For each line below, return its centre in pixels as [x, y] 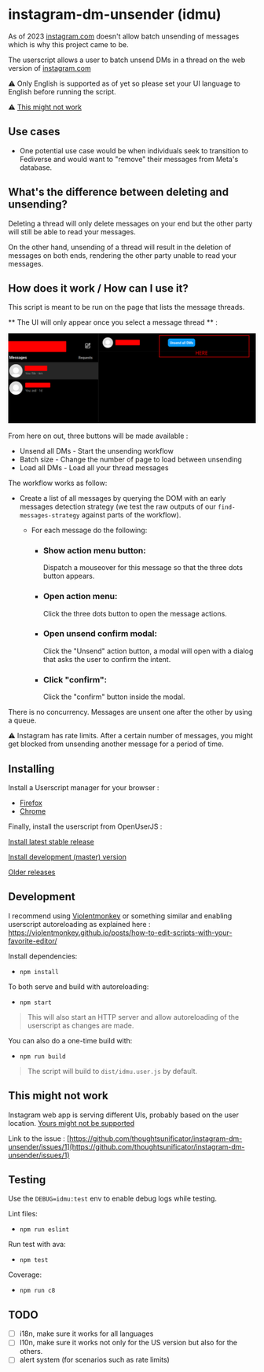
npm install [39, 972]
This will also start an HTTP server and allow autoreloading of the [133, 1017]
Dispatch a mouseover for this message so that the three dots [143, 568]
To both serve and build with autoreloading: [79, 986]
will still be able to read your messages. [72, 232]
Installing [31, 769]
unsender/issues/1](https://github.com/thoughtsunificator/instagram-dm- [126, 1146]
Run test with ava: [37, 1245]
